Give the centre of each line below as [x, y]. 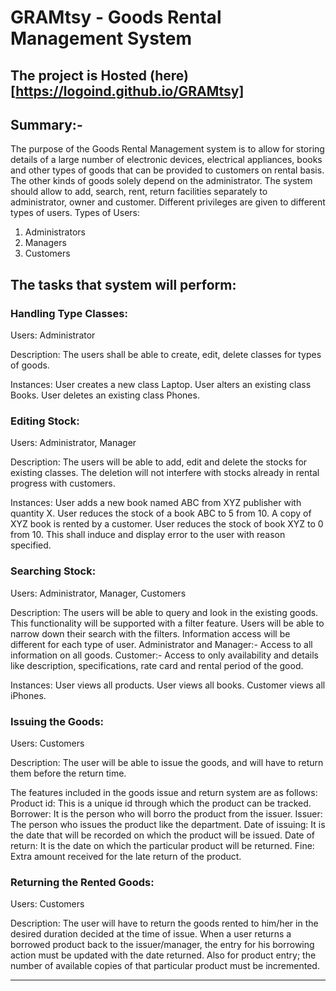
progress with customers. [63, 483]
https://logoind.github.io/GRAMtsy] [130, 91]
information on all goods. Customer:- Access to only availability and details [165, 655]
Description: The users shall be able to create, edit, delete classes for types [166, 355]
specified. [31, 545]
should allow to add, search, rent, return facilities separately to [139, 192]
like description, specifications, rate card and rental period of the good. [157, 665]
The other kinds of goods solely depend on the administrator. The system [161, 181]
